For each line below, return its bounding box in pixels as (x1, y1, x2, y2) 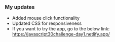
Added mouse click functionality (12, 15, 80, 21)
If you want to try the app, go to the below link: (12, 26, 110, 32)
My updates (5, 4, 35, 11)
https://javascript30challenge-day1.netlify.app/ (12, 31, 110, 37)
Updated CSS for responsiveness (12, 20, 82, 26)
